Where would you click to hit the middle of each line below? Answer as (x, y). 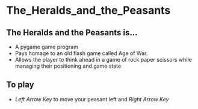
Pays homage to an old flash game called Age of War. (81, 53)
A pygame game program (46, 47)
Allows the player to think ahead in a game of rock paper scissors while (103, 60)
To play (20, 85)
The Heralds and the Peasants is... (72, 33)
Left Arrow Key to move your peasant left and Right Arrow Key (92, 99)
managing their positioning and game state (68, 66)
